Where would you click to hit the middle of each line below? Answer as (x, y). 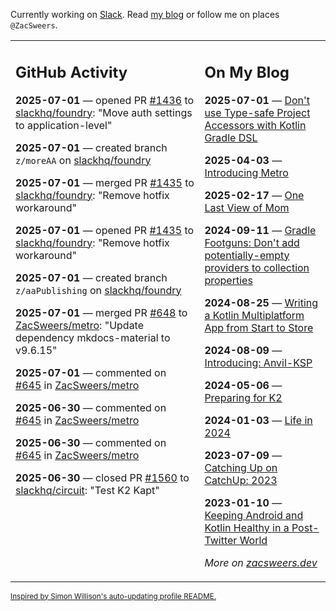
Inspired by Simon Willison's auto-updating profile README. (113, 596)
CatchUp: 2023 (241, 480)
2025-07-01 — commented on (91, 372)
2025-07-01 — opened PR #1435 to (105, 230)
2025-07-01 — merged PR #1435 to (105, 182)
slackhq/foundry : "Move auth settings (104, 112)
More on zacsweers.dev (261, 562)
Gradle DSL (231, 137)
